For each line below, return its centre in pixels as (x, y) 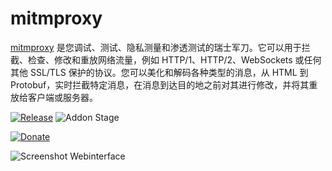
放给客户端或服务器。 (54, 97)
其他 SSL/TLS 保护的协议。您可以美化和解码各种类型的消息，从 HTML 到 (159, 72)
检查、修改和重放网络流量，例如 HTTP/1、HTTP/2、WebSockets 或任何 (174, 59)
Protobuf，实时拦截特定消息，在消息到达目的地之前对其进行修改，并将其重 (164, 84)
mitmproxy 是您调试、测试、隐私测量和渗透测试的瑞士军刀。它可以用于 (156, 47)
